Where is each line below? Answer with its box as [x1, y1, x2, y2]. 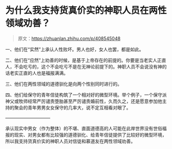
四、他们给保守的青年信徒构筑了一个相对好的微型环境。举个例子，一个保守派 [5, 92, 167, 98]
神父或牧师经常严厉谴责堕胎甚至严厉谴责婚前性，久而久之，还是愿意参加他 [5, 98, 162, 104]
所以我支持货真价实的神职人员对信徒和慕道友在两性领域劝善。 [5, 138, 136, 144]
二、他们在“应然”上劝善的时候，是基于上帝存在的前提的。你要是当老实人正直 [5, 57, 166, 63]
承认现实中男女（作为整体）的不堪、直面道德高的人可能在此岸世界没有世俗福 [5, 125, 167, 131]
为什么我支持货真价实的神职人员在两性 [5, 5, 167, 16]
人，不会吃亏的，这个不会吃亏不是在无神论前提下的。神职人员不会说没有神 [5, 63, 162, 70]
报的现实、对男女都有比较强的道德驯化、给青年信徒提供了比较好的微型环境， [5, 132, 167, 138]
